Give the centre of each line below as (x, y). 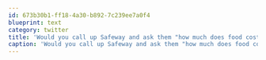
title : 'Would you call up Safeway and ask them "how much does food (125, 37)
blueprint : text (35, 23)
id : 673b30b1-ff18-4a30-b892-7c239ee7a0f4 (79, 15)
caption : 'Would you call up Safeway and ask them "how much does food (129, 44)
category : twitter (38, 30)
